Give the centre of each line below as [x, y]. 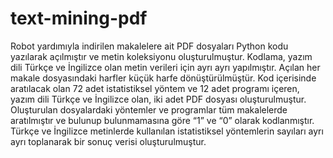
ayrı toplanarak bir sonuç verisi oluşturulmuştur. [108, 141]
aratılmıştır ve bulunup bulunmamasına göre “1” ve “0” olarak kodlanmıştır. [162, 120]
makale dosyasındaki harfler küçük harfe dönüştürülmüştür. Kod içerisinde [163, 78]
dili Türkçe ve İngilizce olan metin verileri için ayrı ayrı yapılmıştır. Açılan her [165, 67]
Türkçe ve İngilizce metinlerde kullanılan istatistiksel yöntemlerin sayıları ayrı [167, 131]
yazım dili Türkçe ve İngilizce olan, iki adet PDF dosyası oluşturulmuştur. [158, 99]
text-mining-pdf [79, 18]
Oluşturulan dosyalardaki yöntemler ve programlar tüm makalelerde [149, 109]
